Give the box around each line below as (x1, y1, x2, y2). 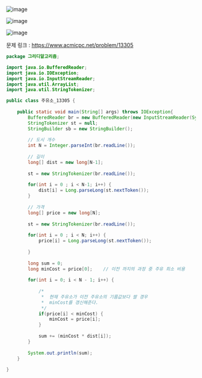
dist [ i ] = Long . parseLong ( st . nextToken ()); (38, 187, 149, 194)
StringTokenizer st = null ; (28, 120, 98, 126)
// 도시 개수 (28, 137, 55, 143)
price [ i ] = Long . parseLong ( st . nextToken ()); (38, 238, 152, 244)
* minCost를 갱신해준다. (41, 299, 99, 306)
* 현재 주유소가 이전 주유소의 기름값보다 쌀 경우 (41, 294, 148, 300)
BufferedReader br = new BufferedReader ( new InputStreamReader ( (28, 115, 192, 121)
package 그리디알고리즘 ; (6, 54, 60, 60)
